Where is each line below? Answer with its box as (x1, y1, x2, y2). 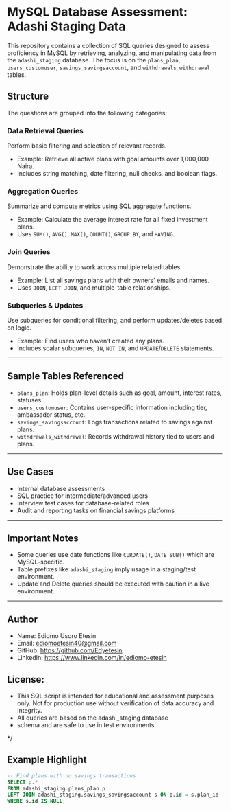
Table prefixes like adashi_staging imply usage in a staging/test (16, 565, 196, 573)
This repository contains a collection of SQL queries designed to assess (7, 41, 210, 49)
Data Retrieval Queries (7, 126, 84, 135)
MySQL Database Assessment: (7, 4, 188, 20)
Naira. (16, 162, 34, 170)
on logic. (7, 323, 32, 332)
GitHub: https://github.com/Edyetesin (16, 646, 123, 654)
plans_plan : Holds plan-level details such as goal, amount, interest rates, (16, 389, 222, 397)
